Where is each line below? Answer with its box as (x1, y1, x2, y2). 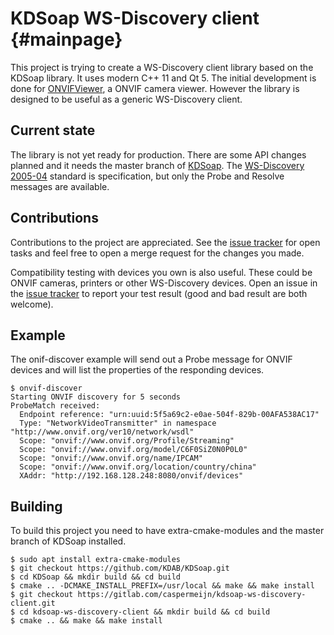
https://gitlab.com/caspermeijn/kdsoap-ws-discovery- (77, 590, 307, 600)
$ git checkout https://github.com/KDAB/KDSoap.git (10, 563, 230, 574)
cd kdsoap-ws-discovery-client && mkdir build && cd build (19, 607, 271, 617)
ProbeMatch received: (10, 401, 101, 411)
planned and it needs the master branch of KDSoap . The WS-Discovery (10, 159, 305, 171)
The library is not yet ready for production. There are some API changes (10, 148, 307, 161)
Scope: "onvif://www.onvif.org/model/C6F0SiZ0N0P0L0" (19, 445, 248, 455)
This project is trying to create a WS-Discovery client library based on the (10, 61, 314, 73)
